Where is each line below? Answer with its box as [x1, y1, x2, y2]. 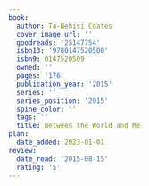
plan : [8, 130, 29, 139]
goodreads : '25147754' [16, 38, 101, 47]
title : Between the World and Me [16, 122, 141, 131]
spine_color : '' [16, 105, 77, 114]
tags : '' [16, 113, 49, 122]
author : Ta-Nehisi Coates [16, 21, 113, 30]
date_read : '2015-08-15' [16, 154, 109, 164]
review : [8, 146, 37, 155]
